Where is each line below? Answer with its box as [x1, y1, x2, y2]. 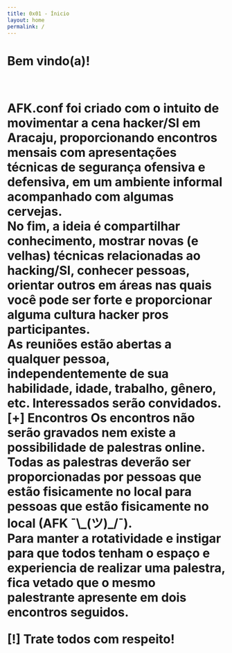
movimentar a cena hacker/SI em [7, 115, 201, 130]
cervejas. [7, 203, 62, 219]
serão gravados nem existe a [7, 425, 177, 441]
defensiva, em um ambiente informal [7, 174, 223, 189]
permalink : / [7, 23, 45, 30]
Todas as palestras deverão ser [7, 454, 192, 470]
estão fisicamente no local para [7, 484, 192, 500]
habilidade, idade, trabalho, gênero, [7, 380, 217, 396]
